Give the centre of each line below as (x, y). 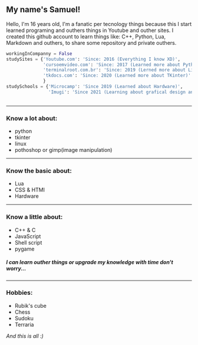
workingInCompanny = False (39, 53)
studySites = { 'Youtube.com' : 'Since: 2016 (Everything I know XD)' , (93, 59)
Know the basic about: (39, 171)
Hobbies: (19, 293)
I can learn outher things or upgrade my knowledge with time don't (90, 262)
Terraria (24, 324)
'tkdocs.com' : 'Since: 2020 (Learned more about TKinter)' (117, 76)
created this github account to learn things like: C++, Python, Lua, (86, 36)
